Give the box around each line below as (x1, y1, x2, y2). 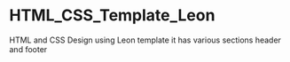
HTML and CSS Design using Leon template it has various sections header (9, 35, 282, 45)
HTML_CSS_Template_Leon (9, 5, 216, 26)
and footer (9, 43, 48, 54)
